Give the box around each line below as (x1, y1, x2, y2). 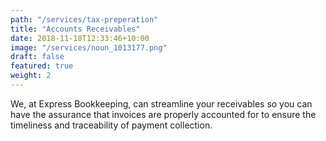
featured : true (10, 61, 74, 71)
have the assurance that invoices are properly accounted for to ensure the (10, 108, 317, 120)
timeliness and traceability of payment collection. (10, 119, 213, 131)
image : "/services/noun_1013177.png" (10, 42, 168, 53)
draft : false (10, 52, 65, 62)
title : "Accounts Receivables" (10, 24, 141, 34)
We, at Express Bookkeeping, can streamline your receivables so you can (10, 97, 313, 110)
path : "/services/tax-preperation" (10, 14, 159, 25)
